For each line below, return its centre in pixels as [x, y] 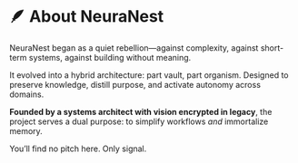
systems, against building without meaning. [110, 57]
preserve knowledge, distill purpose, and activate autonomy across [135, 84]
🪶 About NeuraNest [87, 17]
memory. [26, 130]
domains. [27, 94]
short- [272, 48]
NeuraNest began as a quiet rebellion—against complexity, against [134, 48]
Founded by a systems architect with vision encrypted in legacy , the [141, 111]
